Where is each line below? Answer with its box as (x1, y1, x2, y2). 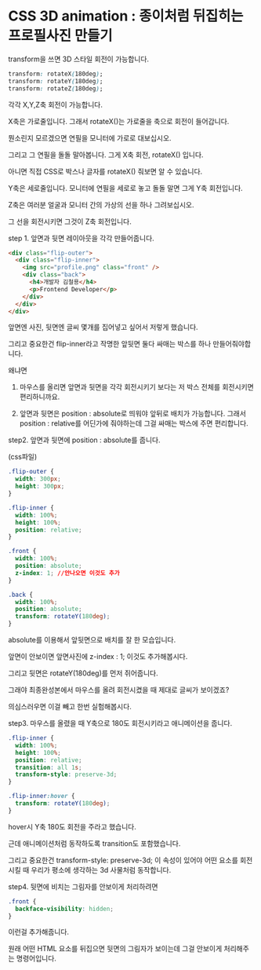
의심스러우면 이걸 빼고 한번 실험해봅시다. (8, 702, 132, 712)
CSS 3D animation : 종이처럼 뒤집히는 (8, 7, 244, 25)
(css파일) (8, 452, 38, 462)
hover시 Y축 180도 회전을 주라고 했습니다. (8, 822, 137, 831)
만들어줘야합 (212, 339, 252, 349)
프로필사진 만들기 (8, 27, 113, 45)
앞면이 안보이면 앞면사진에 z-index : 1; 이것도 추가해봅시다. (8, 652, 188, 661)
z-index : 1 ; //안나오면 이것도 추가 (15, 569, 120, 577)
